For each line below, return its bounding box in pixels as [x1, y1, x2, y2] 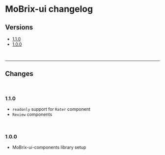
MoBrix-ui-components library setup [12, 144, 86, 151]
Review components [12, 112, 53, 118]
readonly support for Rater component [12, 106, 91, 112]
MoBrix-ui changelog [5, 3, 93, 15]
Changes [5, 70, 33, 78]
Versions [5, 23, 33, 31]
